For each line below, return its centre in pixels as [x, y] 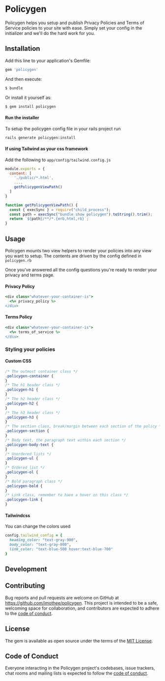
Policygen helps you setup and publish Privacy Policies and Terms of [75, 23]
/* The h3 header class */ [33, 412]
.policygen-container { [29, 376]
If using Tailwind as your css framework [47, 149]
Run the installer [22, 117]
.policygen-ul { [22, 459]
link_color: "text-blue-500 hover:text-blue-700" [61, 549]
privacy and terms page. [30, 275]
